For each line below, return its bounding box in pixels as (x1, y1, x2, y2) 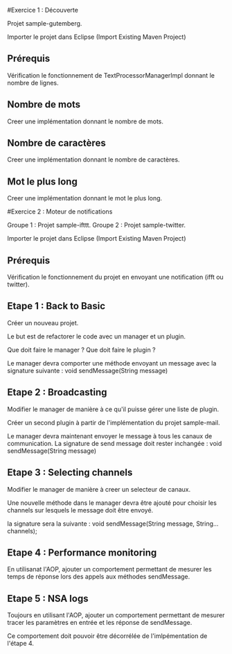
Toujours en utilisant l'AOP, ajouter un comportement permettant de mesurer (7, 611, 225, 619)
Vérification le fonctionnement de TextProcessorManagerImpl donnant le (7, 71, 215, 79)
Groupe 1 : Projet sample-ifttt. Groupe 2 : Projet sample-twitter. (7, 221, 186, 230)
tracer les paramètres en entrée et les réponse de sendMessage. (7, 619, 193, 627)
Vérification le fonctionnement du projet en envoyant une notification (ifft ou (7, 273, 224, 282)
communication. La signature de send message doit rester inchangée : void (7, 439, 222, 447)
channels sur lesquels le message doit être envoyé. (7, 506, 154, 514)
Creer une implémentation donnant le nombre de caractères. (7, 155, 180, 164)
